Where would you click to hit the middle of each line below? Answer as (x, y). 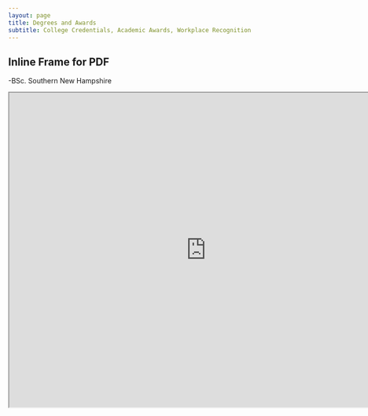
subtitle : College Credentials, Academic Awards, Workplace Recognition (130, 30)
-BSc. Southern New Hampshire (60, 81)
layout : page (29, 15)
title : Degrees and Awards (52, 23)
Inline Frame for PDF (59, 62)
